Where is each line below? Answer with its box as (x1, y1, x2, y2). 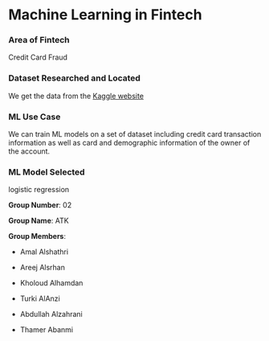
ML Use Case (8, 111, 61, 122)
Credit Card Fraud (8, 52, 68, 62)
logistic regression (8, 185, 70, 195)
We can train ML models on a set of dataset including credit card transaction (8, 129, 262, 139)
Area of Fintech (8, 35, 70, 46)
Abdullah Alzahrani (19, 310, 83, 319)
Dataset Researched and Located (8, 72, 141, 84)
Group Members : (8, 232, 67, 241)
